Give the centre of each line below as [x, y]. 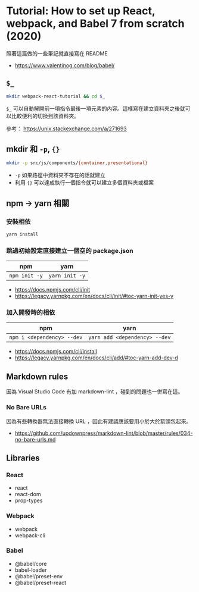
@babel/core [31, 563]
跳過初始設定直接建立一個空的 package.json [70, 250]
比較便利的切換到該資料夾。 [45, 116]
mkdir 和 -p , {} [33, 149]
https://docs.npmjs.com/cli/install [56, 352]
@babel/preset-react [41, 582]
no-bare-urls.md [35, 439]
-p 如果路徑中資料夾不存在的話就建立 [60, 175]
